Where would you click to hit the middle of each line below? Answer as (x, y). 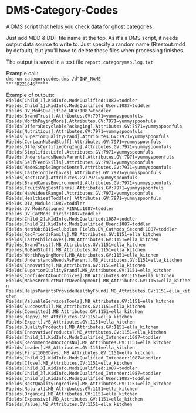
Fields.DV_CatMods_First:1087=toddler (53, 214)
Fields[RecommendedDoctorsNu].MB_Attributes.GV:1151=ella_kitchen (89, 342)
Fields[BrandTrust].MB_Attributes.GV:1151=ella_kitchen (76, 245)
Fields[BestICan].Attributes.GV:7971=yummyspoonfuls (72, 178)
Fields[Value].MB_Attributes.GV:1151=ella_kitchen (69, 404)
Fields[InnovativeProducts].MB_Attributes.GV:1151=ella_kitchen (86, 332)
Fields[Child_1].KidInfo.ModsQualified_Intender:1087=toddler (84, 337)
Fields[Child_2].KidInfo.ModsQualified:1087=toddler (72, 219)
